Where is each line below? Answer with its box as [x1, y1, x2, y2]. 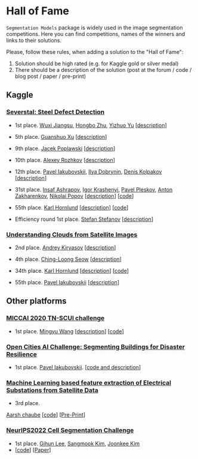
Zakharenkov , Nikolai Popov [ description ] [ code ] [14, 192, 134, 199]
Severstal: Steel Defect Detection [6, 108, 105, 116]
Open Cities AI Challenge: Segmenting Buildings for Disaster [6, 342, 185, 351]
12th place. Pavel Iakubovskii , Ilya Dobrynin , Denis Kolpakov [14, 168, 162, 175]
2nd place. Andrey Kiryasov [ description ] [14, 244, 116, 251]
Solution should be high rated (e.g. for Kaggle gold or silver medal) [14, 60, 179, 67]
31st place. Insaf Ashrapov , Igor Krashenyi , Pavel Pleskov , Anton [14, 186, 173, 193]
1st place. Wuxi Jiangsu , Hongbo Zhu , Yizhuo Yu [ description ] [14, 121, 167, 129]
